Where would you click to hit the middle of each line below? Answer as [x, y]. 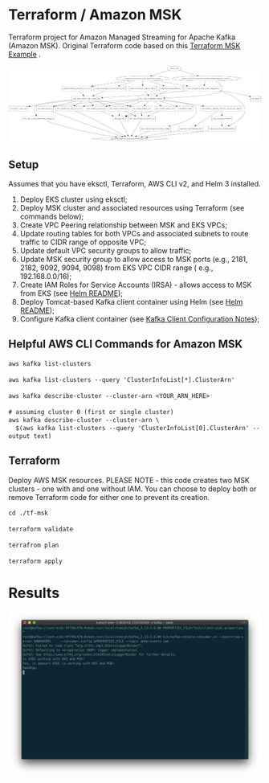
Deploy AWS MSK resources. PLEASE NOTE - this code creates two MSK [129, 480]
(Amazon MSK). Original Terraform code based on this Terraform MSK [124, 45]
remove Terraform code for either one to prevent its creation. [109, 497]
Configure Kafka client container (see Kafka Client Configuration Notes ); [140, 318]
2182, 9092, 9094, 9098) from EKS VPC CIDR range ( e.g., [116, 268]
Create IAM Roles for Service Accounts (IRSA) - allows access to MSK [136, 285]
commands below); [52, 216]
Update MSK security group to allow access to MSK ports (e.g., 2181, [134, 259]
